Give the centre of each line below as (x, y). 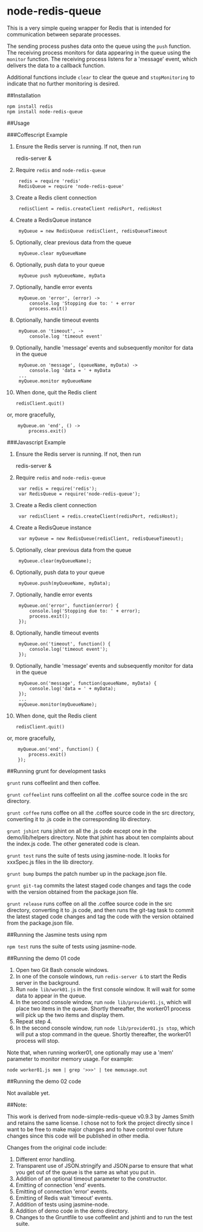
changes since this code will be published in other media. (78, 1136)
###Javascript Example (36, 442)
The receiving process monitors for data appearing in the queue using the (99, 52)
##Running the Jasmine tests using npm (57, 934)
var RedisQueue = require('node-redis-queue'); (79, 494)
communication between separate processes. (64, 34)
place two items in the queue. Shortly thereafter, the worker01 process (103, 1008)
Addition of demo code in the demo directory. (72, 1211)
